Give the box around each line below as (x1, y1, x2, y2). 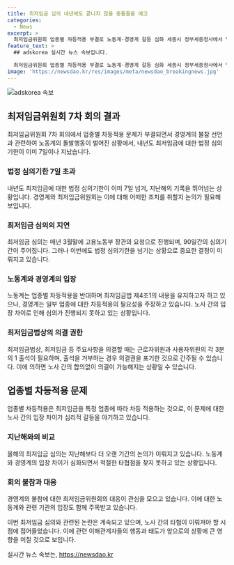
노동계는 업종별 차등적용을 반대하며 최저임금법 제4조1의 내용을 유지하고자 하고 (7, 291, 219, 300)
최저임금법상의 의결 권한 (7, 328, 84, 338)
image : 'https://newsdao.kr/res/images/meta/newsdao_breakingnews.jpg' (7, 68, 219, 75)
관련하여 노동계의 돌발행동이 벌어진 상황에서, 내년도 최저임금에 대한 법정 (14, 139, 210, 147)
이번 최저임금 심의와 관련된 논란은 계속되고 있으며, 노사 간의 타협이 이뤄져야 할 (7, 518, 219, 527)
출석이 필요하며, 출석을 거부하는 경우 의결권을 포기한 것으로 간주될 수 (18, 353, 205, 362)
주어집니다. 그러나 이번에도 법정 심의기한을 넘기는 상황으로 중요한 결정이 (19, 247, 216, 255)
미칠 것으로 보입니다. (19, 536, 77, 544)
